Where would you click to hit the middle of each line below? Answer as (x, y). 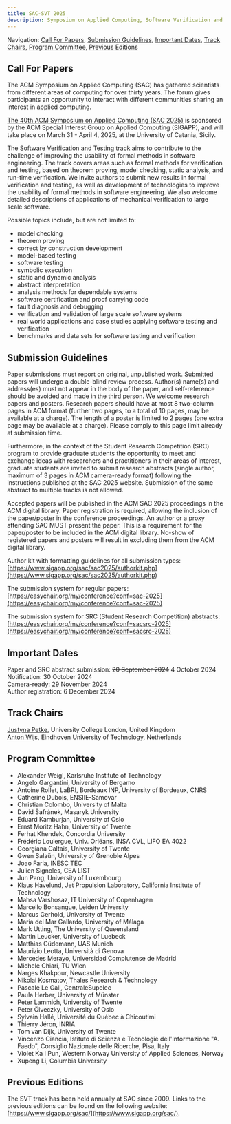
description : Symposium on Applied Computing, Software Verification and (115, 20)
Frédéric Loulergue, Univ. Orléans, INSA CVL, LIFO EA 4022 (102, 841)
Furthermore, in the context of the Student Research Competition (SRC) (108, 446)
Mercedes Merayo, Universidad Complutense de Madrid (97, 958)
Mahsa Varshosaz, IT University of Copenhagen (85, 899)
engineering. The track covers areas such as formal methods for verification (115, 163)
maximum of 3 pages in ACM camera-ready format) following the (100, 475)
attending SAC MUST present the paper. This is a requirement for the (105, 525)
